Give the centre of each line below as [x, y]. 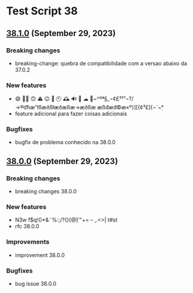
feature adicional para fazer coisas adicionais [71, 114]
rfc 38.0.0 [27, 226]
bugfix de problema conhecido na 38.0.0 [65, 142]
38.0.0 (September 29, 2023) [62, 161]
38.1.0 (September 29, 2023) [61, 33]
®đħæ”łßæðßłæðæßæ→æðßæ [55, 107]
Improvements [28, 242]
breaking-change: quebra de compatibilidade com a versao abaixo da [101, 63]
